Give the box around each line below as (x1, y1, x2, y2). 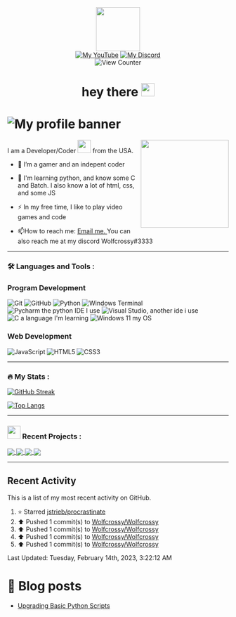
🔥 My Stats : (7, 372, 50, 382)
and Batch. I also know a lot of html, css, (17, 181, 135, 190)
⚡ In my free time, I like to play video (17, 203, 123, 212)
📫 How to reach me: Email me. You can (17, 227, 131, 235)
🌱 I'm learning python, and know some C (17, 174, 136, 182)
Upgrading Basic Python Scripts (17, 602, 110, 610)
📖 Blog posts (7, 578, 82, 595)
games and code (17, 213, 67, 221)
